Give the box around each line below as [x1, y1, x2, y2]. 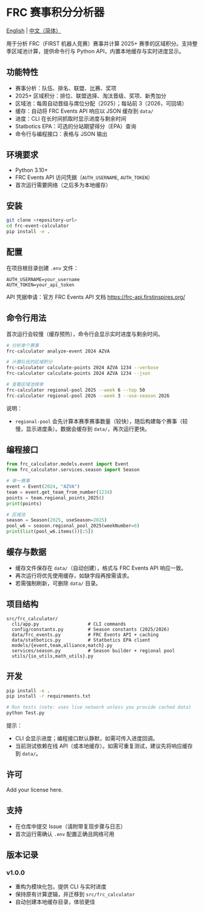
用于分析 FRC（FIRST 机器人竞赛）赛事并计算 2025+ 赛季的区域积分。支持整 [6, 40, 198, 47]
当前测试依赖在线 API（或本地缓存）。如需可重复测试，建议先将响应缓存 [15, 742, 193, 749]
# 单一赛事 [6, 478, 30, 484]
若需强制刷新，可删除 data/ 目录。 [15, 579, 101, 587]
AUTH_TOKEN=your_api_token [6, 282, 75, 288]
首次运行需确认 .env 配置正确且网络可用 [15, 830, 115, 837]
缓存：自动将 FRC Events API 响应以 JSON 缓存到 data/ [15, 107, 154, 115]
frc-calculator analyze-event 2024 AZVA [6, 348, 110, 354]
